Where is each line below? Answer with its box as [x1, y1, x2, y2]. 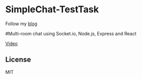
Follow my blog [5, 21, 37, 27]
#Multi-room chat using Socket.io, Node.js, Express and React [5, 30, 137, 36]
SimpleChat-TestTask [5, 4, 99, 15]
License [5, 55, 31, 64]
